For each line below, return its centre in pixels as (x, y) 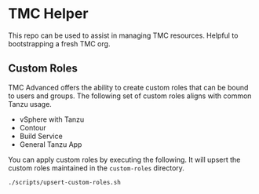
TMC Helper (48, 14)
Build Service (41, 136)
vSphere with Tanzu (52, 119)
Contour (33, 127)
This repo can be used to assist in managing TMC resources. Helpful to (123, 35)
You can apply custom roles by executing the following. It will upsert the (124, 159)
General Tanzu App (51, 144)
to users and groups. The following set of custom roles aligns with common (130, 96)
